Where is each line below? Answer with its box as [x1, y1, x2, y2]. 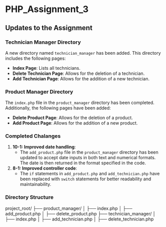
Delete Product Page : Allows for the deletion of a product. [12, 115, 133, 121]
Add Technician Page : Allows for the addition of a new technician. [12, 75, 149, 81]
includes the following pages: [5, 55, 66, 61]
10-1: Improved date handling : [12, 144, 76, 150]
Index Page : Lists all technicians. [12, 65, 81, 71]
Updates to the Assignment [5, 24, 93, 32]
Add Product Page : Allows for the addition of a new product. [12, 120, 138, 126]
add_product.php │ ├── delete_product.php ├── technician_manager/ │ [5, 210, 156, 216]
